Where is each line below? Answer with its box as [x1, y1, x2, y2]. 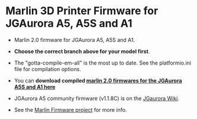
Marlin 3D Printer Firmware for [5, 4, 159, 18]
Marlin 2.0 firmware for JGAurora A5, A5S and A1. [14, 36, 135, 43]
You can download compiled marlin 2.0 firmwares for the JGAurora [14, 77, 182, 84]
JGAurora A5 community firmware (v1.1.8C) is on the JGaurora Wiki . [14, 95, 180, 102]
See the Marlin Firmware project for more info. [14, 106, 127, 113]
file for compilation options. [14, 65, 81, 72]
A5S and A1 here [14, 83, 56, 90]
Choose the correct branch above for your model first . [14, 47, 150, 54]
